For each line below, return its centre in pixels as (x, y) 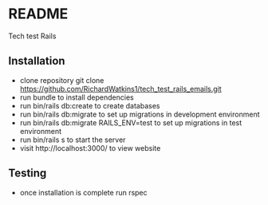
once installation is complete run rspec (83, 192)
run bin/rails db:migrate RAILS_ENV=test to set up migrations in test (131, 122)
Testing (28, 173)
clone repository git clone (62, 80)
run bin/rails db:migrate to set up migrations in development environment (140, 114)
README (38, 14)
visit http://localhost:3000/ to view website (90, 148)
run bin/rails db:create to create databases (90, 105)
